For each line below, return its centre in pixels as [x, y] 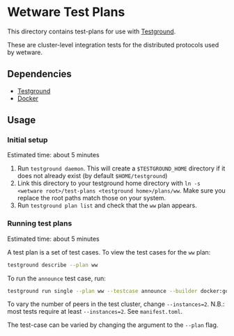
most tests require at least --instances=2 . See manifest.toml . [95, 312]
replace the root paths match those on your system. [92, 198]
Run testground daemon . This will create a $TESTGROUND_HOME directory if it [121, 168]
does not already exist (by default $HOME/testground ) [92, 176]
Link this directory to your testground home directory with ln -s [109, 183]
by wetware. [25, 52]
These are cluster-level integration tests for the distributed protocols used [113, 45]
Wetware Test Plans [66, 12]
